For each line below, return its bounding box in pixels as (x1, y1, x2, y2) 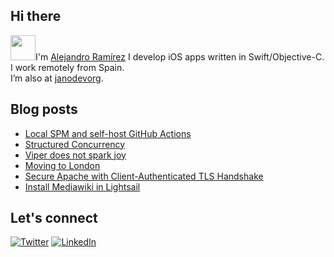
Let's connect (10, 210, 98, 227)
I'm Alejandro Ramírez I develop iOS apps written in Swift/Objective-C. (35, 50, 325, 63)
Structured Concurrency (24, 138, 126, 150)
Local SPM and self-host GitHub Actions (24, 127, 192, 139)
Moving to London (24, 159, 101, 171)
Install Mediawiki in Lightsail (24, 180, 141, 193)
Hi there (10, 8, 62, 25)
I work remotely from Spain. (10, 61, 125, 73)
